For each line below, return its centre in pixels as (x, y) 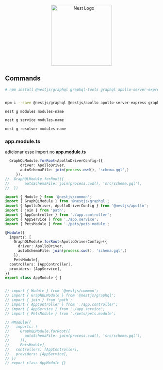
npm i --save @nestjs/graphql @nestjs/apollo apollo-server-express (76, 103)
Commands (23, 79)
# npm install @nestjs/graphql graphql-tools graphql (61, 89)
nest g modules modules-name (34, 111)
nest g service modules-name (34, 120)
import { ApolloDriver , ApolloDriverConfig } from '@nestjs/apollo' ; (77, 206)
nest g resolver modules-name (36, 129)
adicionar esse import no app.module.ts (46, 152)
